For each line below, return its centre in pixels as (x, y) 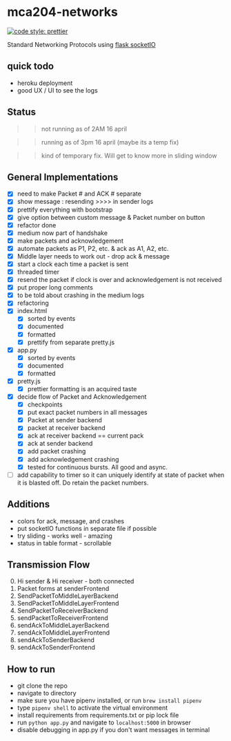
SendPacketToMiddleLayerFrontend (68, 603)
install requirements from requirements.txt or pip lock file (98, 715)
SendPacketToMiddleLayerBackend (68, 596)
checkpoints (45, 404)
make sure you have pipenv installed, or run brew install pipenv (109, 701)
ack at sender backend (60, 444)
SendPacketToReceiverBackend (62, 611)
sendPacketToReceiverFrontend (62, 618)
